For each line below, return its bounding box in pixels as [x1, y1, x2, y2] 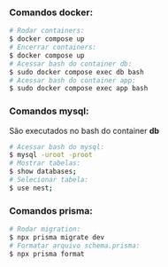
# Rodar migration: [9, 224, 81, 234]
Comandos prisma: [9, 204, 93, 216]
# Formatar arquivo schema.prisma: [9, 241, 141, 250]
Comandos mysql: [9, 105, 89, 117]
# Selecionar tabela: [9, 176, 89, 185]
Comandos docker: [9, 6, 94, 19]
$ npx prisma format [9, 249, 86, 258]
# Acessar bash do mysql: [9, 142, 104, 152]
